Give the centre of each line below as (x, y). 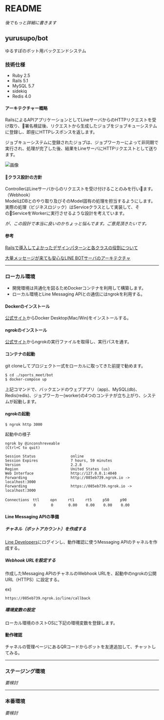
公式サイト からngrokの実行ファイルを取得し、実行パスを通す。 (68, 342)
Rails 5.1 (20, 81)
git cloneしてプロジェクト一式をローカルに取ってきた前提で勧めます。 (75, 366)
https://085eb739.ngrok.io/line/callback (48, 598)
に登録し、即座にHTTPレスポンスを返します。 (51, 132)
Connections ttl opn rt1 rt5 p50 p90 (66, 500)
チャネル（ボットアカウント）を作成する (46, 529)
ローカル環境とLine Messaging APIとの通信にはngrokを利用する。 (78, 294)
